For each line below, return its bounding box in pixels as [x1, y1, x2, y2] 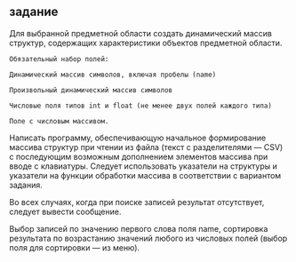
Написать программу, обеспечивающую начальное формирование [9, 132, 267, 143]
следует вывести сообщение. [9, 206, 122, 217]
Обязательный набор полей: [9, 54, 109, 63]
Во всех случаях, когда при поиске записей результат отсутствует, [9, 196, 265, 207]
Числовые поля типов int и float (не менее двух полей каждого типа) [9, 101, 273, 110]
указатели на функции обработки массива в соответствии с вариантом [9, 170, 282, 180]
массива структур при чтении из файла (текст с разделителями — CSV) [9, 141, 284, 152]
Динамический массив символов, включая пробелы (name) [9, 70, 217, 79]
